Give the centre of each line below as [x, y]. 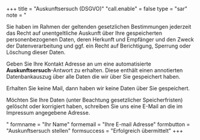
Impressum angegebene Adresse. [48, 113]
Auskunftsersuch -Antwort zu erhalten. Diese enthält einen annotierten [95, 70]
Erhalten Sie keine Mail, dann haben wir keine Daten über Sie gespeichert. [98, 88]
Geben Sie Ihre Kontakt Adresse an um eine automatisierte [79, 64]
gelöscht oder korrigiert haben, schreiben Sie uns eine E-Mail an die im [94, 106]
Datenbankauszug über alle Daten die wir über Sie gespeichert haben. [93, 77]
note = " [16, 15]
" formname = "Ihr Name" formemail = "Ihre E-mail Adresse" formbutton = [98, 124]
